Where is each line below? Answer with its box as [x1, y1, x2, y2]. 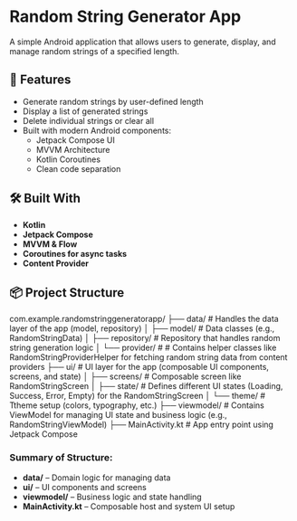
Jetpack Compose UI [35, 134, 116, 146]
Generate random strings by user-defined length [22, 96, 204, 107]
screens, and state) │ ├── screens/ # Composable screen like [9, 371, 242, 382]
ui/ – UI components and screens [22, 481, 147, 492]
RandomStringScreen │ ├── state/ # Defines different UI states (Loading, [9, 381, 283, 392]
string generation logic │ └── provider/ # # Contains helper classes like [9, 342, 277, 354]
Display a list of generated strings [22, 106, 148, 117]
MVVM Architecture [35, 144, 110, 155]
